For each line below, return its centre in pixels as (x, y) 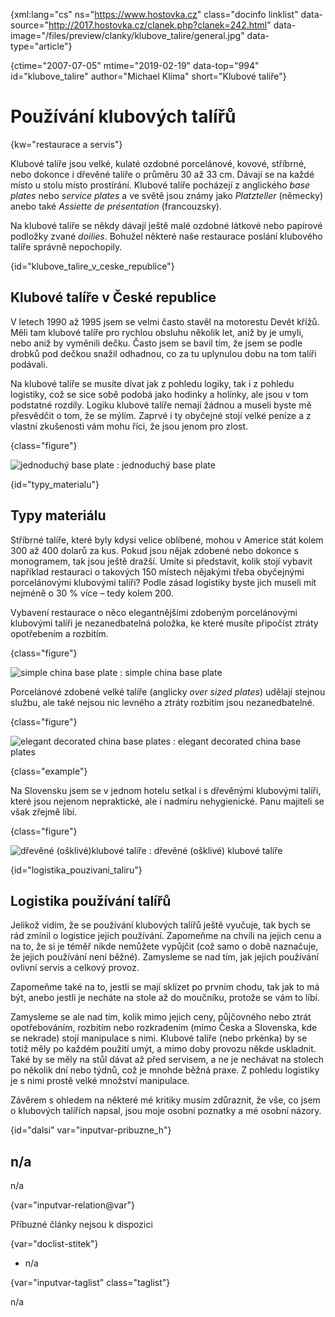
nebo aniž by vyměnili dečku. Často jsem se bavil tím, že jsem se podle (156, 343)
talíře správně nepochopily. (66, 246)
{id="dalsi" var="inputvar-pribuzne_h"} (91, 1130)
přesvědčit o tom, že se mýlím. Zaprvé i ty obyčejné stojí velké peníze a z (161, 415)
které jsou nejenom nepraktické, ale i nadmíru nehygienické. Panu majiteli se (167, 801)
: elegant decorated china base (237, 741)
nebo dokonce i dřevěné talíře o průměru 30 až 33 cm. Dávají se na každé (162, 174)
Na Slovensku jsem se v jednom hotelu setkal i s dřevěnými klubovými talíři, (166, 790)
